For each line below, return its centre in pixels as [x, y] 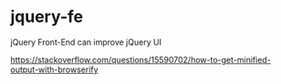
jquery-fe [47, 17]
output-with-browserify [54, 69]
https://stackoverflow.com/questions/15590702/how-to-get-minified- [141, 59]
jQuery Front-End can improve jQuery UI [86, 42]
